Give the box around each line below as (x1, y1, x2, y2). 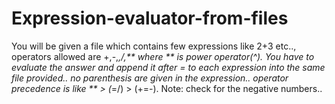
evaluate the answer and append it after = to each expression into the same (11, 61, 326, 73)
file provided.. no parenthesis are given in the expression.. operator (11, 72, 289, 84)
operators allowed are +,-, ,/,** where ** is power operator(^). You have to (11, 50, 315, 62)
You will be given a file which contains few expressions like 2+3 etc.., (11, 40, 297, 52)
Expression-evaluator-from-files (11, 7, 289, 30)
